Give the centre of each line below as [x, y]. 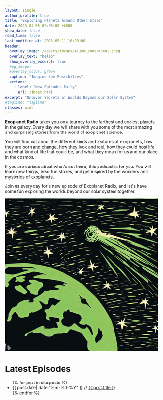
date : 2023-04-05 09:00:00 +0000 [39, 26]
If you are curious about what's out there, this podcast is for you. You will [78, 167]
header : [13, 46]
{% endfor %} [26, 393]
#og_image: [20, 67]
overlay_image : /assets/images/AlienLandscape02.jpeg [65, 51]
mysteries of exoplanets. [30, 177]
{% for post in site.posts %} [40, 383]
